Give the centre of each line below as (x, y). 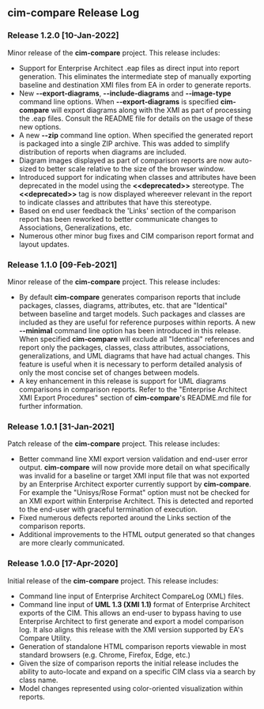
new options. (40, 126)
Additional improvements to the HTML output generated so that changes (137, 535)
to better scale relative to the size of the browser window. (132, 168)
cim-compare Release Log (74, 13)
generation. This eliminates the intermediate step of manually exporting (135, 76)
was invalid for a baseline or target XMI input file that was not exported (134, 476)
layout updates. (44, 244)
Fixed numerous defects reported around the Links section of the (125, 518)
